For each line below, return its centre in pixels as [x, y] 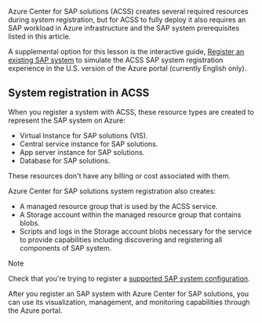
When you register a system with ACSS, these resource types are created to [131, 112]
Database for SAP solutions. [65, 160]
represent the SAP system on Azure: [67, 120]
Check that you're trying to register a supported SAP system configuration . [129, 278]
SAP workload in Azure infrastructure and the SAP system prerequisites [124, 28]
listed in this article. [40, 36]
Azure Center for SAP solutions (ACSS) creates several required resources [128, 11]
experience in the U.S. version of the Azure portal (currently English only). [127, 68]
